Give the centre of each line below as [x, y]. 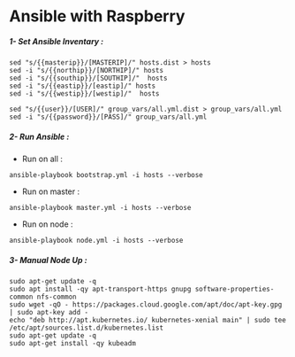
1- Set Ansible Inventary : [57, 41]
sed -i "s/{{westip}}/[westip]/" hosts [85, 94]
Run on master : [51, 191]
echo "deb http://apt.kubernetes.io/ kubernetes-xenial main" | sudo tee [148, 321]
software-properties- [234, 290]
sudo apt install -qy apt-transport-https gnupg [100, 290]
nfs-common [57, 297]
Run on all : [42, 159]
